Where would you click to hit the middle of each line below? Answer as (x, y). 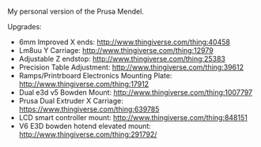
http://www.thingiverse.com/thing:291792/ (88, 134)
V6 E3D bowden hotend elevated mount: (85, 126)
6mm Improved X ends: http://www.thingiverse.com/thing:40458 (125, 42)
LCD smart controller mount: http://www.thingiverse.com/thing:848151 (133, 117)
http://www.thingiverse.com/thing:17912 (84, 84)
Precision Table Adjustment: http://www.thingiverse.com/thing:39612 (131, 67)
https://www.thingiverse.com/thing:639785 (89, 109)
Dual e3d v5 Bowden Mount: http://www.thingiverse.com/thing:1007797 (136, 92)
